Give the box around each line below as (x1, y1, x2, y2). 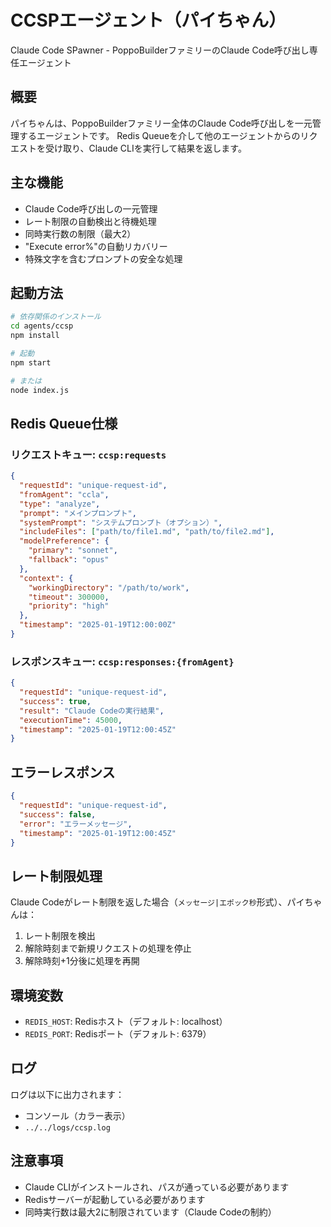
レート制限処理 (10, 867, 103, 885)
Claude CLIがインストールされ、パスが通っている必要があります (24, 1181, 290, 1193)
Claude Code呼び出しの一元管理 (24, 202, 158, 215)
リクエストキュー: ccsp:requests (10, 447, 167, 461)
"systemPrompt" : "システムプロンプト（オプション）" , (19, 517, 223, 528)
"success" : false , (19, 809, 97, 820)
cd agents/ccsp (10, 321, 74, 331)
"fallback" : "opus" (28, 555, 110, 565)
